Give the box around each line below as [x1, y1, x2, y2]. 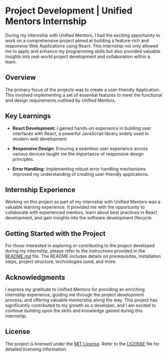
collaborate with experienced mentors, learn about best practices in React [5, 209, 158, 215]
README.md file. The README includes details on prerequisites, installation [5, 253, 161, 259]
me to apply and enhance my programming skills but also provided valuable [5, 48, 161, 54]
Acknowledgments [5, 273, 66, 281]
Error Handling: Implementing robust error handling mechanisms [12, 166, 146, 172]
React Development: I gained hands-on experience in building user [12, 125, 152, 131]
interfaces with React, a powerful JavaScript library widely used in [12, 130, 149, 136]
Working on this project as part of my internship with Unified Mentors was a [5, 199, 161, 205]
